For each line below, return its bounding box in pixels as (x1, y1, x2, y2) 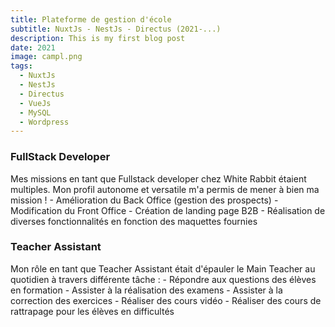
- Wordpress (19, 117, 70, 127)
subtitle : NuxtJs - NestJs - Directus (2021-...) (10, 24, 222, 34)
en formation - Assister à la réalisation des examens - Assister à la (10, 284, 283, 296)
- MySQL (19, 107, 52, 118)
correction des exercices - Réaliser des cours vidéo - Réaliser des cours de (10, 294, 322, 306)
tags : (10, 61, 33, 71)
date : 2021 (10, 42, 56, 53)
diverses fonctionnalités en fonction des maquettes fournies (10, 215, 258, 227)
